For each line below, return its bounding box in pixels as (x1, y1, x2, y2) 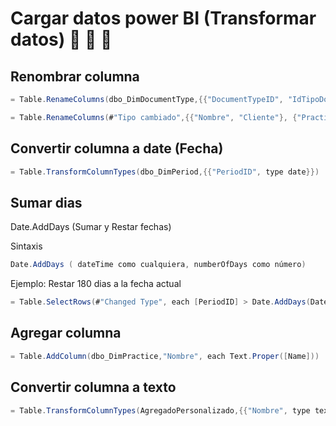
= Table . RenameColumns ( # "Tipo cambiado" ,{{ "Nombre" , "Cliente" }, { (10, 112, 298, 122)
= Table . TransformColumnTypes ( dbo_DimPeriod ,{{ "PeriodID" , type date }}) (10, 167, 320, 177)
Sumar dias (10, 194, 83, 211)
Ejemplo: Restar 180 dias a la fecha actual (10, 278, 182, 290)
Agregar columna (10, 325, 122, 342)
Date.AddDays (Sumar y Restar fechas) (10, 221, 172, 233)
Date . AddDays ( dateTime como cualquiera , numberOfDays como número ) (10, 260, 307, 270)
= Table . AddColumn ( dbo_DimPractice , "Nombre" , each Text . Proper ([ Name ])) (10, 351, 320, 361)
